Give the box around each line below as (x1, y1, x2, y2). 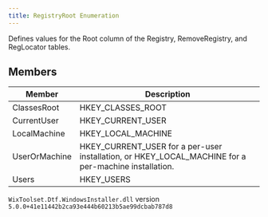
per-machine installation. (79, 161, 175, 172)
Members (8, 65, 57, 79)
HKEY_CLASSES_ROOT (79, 102, 167, 113)
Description (144, 89, 191, 100)
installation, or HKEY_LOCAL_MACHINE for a (79, 151, 246, 162)
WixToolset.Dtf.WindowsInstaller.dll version (8, 195, 160, 204)
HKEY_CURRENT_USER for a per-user (79, 141, 223, 152)
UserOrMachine (12, 151, 72, 162)
